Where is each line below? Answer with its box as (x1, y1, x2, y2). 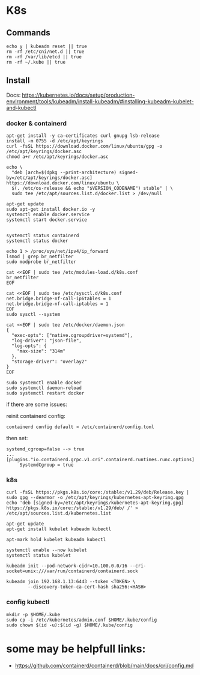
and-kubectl (6, 104, 37, 111)
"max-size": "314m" (17, 348, 66, 354)
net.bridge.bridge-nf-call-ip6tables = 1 (6, 295, 112, 302)
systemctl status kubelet (6, 552, 71, 558)
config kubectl (6, 598, 50, 607)
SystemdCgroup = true (19, 462, 74, 468)
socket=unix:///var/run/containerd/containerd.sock (6, 568, 138, 574)
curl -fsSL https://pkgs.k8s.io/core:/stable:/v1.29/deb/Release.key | (6, 489, 189, 495)
